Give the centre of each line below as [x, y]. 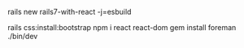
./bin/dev [23, 36]
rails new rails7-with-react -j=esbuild [70, 12]
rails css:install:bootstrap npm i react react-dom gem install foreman [122, 27]
